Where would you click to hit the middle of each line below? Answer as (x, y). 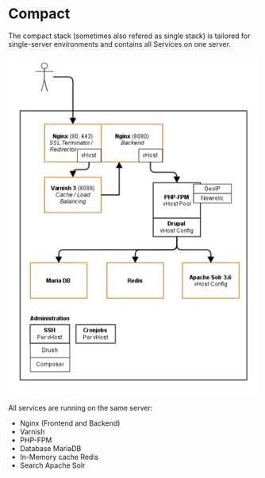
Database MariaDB (50, 448)
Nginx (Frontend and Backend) (70, 423)
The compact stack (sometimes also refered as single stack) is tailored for (130, 36)
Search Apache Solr (52, 465)
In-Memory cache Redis (59, 457)
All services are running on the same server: (81, 407)
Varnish (32, 431)
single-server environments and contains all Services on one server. (120, 44)
